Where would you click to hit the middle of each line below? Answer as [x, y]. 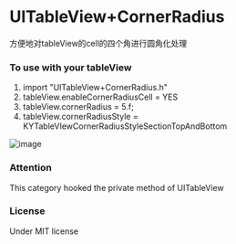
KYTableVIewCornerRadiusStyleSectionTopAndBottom [125, 126]
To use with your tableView [71, 68]
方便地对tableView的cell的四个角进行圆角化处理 [98, 43]
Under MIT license [44, 231]
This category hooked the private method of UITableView [117, 187]
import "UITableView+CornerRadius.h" [95, 88]
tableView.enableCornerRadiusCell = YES [100, 97]
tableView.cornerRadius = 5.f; [78, 107]
